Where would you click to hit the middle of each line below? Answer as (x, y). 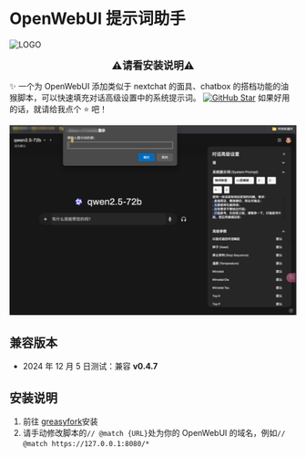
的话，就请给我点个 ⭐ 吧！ (58, 109)
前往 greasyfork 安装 (60, 421)
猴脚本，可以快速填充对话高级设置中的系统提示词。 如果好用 (150, 98)
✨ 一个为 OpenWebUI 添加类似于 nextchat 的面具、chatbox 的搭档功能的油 (149, 86)
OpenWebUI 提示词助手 (97, 19)
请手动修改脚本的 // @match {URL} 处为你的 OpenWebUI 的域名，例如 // (154, 433)
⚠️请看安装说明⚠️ (153, 65)
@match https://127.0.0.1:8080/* (86, 444)
